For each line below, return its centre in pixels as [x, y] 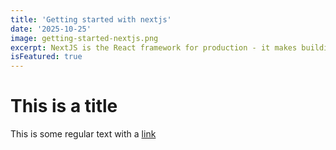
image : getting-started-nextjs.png [84, 38]
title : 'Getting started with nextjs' [91, 19]
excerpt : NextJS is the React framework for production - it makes [154, 47]
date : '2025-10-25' [51, 29]
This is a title [64, 106]
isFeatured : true [46, 57]
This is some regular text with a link [83, 134]
